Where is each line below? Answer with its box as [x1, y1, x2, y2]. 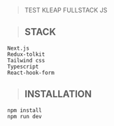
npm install [7, 106, 42, 114]
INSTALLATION [24, 88, 92, 100]
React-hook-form [7, 69, 55, 76]
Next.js [7, 45, 30, 52]
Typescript [7, 63, 39, 70]
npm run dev [7, 113, 42, 120]
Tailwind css [7, 57, 45, 64]
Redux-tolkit [7, 50, 45, 58]
